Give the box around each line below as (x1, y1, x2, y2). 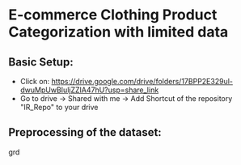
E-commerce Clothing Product (8, 6, 218, 24)
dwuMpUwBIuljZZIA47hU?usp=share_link (19, 85, 159, 95)
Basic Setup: (8, 55, 74, 69)
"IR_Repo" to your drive (19, 103, 99, 112)
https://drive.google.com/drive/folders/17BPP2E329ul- (51, 77, 233, 86)
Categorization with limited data (8, 23, 229, 41)
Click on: (19, 77, 50, 86)
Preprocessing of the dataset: (8, 125, 162, 139)
